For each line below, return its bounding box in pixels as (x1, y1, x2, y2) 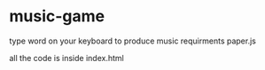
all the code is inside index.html (9, 52, 124, 63)
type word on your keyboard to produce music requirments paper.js (9, 35, 257, 46)
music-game (9, 6, 105, 27)
